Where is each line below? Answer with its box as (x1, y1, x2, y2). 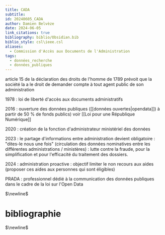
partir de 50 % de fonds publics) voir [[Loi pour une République (5, 111, 135, 117)
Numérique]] (5, 117, 31, 122)
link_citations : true (5, 30, 50, 35)
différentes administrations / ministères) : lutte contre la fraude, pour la (5, 146, 150, 152)
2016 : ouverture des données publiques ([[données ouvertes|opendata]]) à (5, 106, 160, 112)
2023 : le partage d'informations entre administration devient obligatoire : (5, 136, 156, 142)
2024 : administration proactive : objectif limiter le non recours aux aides (5, 161, 154, 167)
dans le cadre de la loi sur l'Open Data (5, 181, 83, 187)
